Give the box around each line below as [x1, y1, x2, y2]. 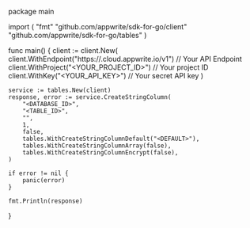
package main [8, 7, 55, 16]
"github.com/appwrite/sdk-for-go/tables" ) [8, 31, 147, 40]
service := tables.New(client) [8, 86, 112, 94]
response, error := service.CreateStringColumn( [8, 93, 172, 101]
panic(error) [22, 177, 66, 184]
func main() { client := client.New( [8, 46, 119, 55]
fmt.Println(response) [8, 197, 83, 205]
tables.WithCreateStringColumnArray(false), [22, 142, 172, 150]
